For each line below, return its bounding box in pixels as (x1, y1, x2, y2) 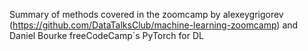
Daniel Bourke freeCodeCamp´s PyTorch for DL (9, 30, 204, 41)
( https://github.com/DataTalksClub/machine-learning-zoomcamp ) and (9, 19, 299, 31)
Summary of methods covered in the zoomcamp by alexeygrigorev (9, 9, 284, 20)
